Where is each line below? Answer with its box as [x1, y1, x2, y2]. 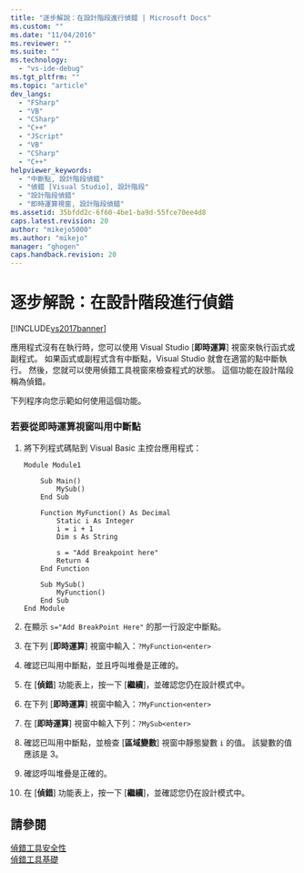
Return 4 [56, 556, 90, 565]
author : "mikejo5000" [10, 225, 93, 234]
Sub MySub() [40, 580, 86, 590]
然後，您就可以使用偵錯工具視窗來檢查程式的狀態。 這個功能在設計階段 [27, 365, 294, 376]
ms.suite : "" [10, 47, 60, 56]
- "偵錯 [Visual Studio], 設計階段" [18, 183, 149, 192]
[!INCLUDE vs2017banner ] [10, 323, 107, 334]
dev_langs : [10, 89, 52, 98]
